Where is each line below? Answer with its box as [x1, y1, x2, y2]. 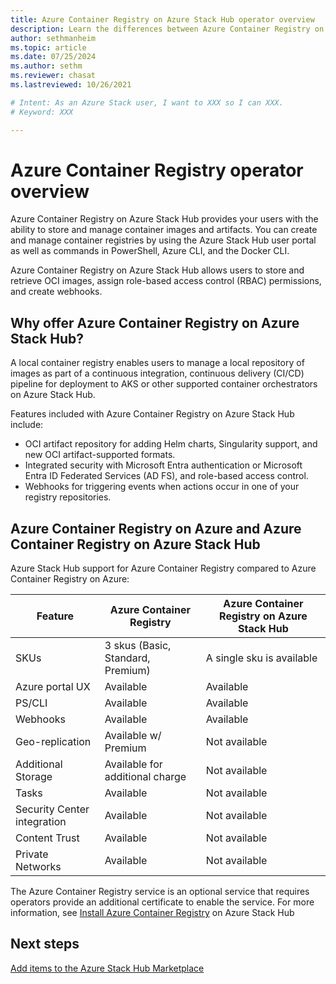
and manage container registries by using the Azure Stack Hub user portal [10, 234, 317, 246]
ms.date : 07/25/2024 [10, 52, 97, 62]
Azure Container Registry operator [10, 159, 304, 181]
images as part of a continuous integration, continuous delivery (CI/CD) [10, 367, 305, 380]
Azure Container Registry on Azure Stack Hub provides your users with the [10, 213, 319, 225]
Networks [15, 860, 62, 874]
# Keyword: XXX [10, 107, 74, 117]
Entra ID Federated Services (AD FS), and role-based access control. [24, 470, 309, 482]
